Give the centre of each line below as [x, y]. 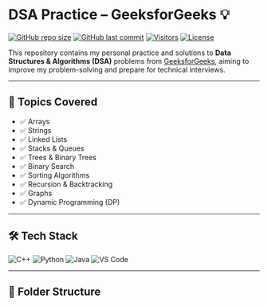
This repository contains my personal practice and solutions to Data [120, 53]
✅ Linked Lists [43, 139]
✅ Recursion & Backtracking [66, 184]
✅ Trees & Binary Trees [58, 157]
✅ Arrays [35, 121]
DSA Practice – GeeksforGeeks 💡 [119, 15]
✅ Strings [35, 130]
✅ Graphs [36, 193]
